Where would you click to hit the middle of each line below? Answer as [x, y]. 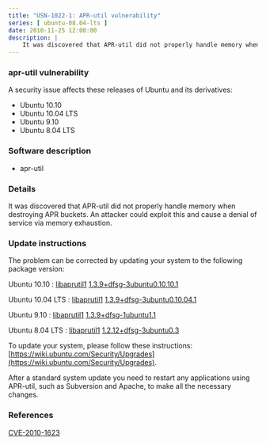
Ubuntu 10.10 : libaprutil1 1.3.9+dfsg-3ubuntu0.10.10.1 [93, 284]
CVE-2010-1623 [34, 432]
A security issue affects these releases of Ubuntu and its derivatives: [120, 90]
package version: [36, 269]
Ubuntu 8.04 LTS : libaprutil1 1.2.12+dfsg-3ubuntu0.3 [94, 330]
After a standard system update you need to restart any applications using [129, 378]
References [31, 415]
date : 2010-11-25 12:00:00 [53, 30]
